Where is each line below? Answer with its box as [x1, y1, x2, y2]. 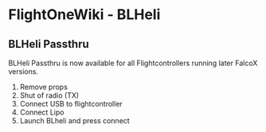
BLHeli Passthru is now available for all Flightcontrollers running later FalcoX [8, 58, 258, 68]
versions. [8, 67, 38, 76]
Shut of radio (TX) [19, 91, 80, 100]
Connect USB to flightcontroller [19, 99, 123, 108]
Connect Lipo [19, 107, 65, 117]
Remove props [19, 82, 68, 91]
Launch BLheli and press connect [19, 116, 130, 125]
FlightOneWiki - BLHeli [8, 6, 161, 24]
